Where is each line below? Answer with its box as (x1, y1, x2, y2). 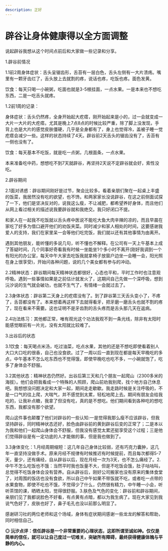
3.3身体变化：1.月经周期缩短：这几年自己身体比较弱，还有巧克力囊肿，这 (5, 444, 155, 450)
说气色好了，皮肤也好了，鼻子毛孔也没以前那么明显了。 (5, 500, 119, 506)
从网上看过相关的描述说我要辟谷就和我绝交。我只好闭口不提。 (5, 206, 132, 212)
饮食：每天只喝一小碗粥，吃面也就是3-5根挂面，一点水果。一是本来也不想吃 (5, 86, 161, 92)
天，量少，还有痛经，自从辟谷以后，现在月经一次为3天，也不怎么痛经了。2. (5, 456, 161, 462)
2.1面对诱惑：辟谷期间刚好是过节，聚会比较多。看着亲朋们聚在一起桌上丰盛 (5, 187, 160, 193)
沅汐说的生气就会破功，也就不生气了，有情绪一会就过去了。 (5, 282, 128, 288)
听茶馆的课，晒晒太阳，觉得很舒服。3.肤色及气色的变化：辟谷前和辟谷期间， (5, 487, 162, 493)
